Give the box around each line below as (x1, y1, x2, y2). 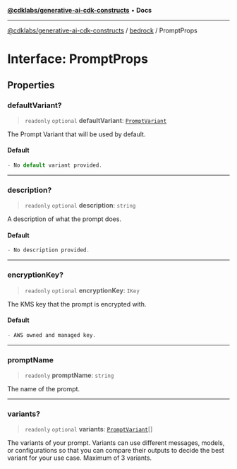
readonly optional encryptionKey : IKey (24, 286, 140, 295)
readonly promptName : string (24, 371, 114, 379)
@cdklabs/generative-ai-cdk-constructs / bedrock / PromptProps (7, 26, 197, 35)
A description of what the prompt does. (7, 215, 122, 223)
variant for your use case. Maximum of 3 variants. (7, 453, 152, 462)
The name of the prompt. (7, 385, 80, 393)
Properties (7, 79, 55, 91)
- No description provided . (7, 247, 90, 254)
